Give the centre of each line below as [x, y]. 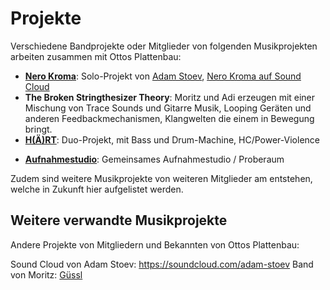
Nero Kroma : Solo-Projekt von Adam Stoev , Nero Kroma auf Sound [163, 76]
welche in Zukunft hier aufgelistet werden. [97, 189]
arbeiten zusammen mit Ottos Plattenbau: [96, 56]
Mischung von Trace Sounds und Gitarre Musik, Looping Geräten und [168, 108]
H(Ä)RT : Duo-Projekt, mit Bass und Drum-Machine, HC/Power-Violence [172, 139]
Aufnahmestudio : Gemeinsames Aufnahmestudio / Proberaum [154, 159]
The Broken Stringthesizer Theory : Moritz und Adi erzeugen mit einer [170, 97]
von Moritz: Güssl [46, 274]
